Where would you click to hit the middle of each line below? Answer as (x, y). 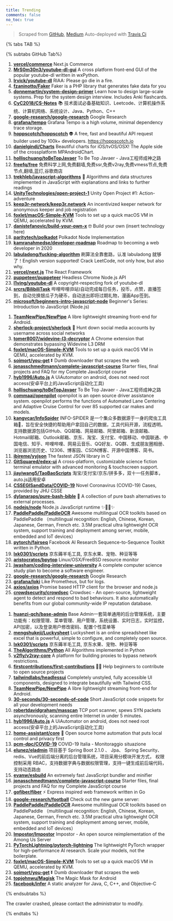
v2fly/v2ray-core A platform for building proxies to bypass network (85, 656)
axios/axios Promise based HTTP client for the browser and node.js (85, 587)
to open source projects (39, 672)
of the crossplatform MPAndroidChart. (54, 152)
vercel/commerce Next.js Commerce (53, 64)
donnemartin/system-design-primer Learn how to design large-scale (88, 92)
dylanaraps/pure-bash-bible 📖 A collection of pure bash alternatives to (90, 496)
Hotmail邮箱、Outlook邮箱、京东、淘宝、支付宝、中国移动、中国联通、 (88, 438)
